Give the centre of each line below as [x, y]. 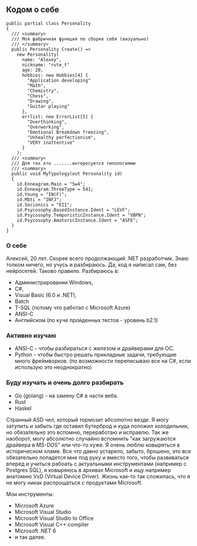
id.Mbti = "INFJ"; [39, 200]
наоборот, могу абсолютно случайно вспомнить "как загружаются [91, 438]
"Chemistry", [43, 91]
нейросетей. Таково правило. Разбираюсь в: [63, 271]
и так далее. [30, 537]
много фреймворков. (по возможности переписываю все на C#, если [103, 361]
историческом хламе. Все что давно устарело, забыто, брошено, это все [99, 451]
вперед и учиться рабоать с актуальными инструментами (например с [96, 464]
